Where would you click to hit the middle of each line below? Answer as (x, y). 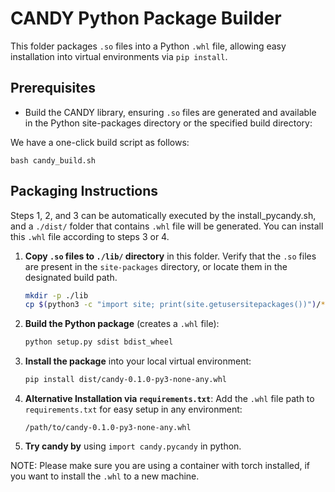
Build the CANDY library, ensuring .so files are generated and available (170, 112)
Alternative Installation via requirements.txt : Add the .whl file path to (169, 399)
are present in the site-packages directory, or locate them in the (156, 266)
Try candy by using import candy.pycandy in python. (133, 446)
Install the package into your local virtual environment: (138, 361)
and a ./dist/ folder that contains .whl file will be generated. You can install (167, 226)
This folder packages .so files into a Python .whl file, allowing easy (148, 46)
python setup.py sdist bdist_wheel (99, 342)
